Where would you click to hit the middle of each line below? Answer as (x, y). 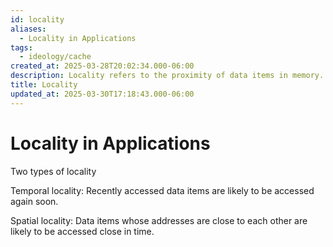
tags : (21, 47)
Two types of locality (53, 171)
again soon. (34, 201)
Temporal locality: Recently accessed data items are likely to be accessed (162, 190)
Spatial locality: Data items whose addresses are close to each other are (159, 220)
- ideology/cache (55, 57)
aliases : (28, 29)
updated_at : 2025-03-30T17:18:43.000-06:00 (102, 94)
